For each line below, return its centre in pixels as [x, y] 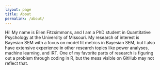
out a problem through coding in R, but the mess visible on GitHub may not [80, 58]
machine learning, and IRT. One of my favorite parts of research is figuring [79, 53]
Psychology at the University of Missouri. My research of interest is [72, 37]
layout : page [18, 9]
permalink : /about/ [25, 18]
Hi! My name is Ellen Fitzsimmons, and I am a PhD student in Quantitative [78, 33]
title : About [18, 14]
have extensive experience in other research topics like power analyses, [77, 48]
